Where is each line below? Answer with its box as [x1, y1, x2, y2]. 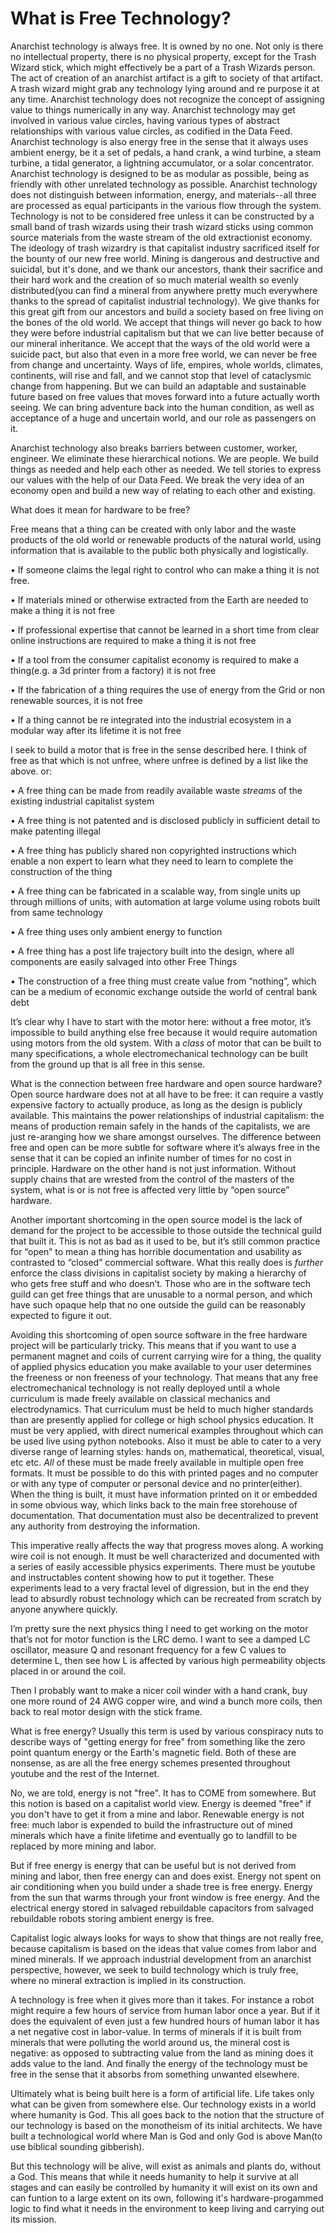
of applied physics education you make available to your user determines [10, 1360, 312, 1372]
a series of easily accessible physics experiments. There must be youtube [10, 1560, 316, 1572]
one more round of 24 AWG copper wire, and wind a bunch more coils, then [10, 1695, 323, 1707]
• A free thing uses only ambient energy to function [10, 925, 223, 937]
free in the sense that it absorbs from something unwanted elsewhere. [10, 2068, 300, 2080]
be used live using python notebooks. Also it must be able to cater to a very [10, 1435, 322, 1447]
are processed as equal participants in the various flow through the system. [10, 199, 322, 211]
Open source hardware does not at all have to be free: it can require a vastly [10, 1088, 324, 1100]
